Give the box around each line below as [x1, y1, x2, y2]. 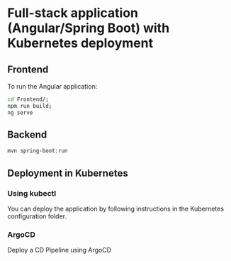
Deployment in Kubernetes [7, 167, 129, 179]
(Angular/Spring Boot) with [7, 20, 170, 36]
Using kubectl [7, 188, 57, 198]
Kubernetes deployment [7, 35, 154, 51]
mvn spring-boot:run [7, 148, 69, 155]
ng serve [7, 109, 33, 116]
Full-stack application [7, 5, 139, 21]
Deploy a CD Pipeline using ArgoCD [7, 246, 112, 255]
